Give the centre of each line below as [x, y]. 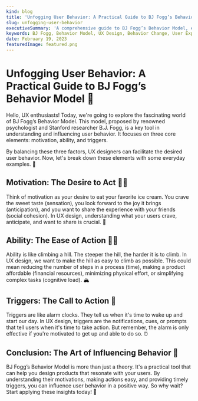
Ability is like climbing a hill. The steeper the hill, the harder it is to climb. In [97, 255]
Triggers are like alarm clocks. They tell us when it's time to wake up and [94, 315]
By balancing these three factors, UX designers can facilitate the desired [94, 152]
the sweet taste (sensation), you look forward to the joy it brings [84, 203]
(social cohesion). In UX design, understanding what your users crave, [92, 215]
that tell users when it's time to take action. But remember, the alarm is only [98, 327]
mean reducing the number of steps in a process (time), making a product [96, 267]
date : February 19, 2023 [37, 39]
